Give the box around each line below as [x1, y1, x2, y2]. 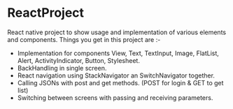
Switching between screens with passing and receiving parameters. [17, 93, 213, 102]
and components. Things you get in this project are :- [7, 35, 161, 43]
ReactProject [7, 5, 85, 21]
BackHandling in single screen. [17, 64, 107, 72]
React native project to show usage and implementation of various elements [7, 28, 226, 36]
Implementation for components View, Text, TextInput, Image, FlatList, [17, 49, 219, 57]
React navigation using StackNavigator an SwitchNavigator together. [17, 71, 216, 80]
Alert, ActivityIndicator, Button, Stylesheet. [17, 56, 140, 64]
